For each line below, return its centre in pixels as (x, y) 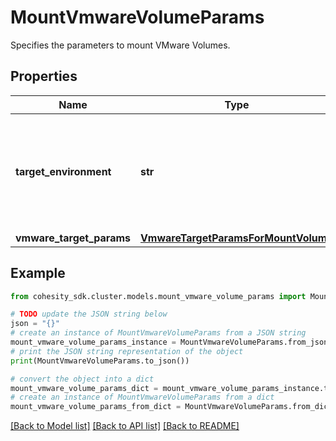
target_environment (63, 171)
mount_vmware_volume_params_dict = (84, 388)
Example (38, 273)
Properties (44, 76)
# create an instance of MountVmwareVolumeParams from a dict (142, 397)
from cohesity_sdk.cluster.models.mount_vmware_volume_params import (158, 296)
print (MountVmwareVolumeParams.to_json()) (100, 361)
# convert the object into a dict (82, 379)
